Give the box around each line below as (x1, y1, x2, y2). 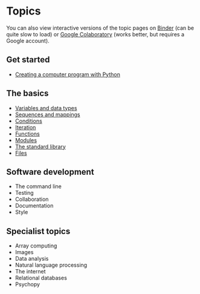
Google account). (6, 37, 50, 44)
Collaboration (15, 195, 49, 203)
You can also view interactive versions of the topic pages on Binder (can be (6, 24, 195, 31)
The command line (15, 183, 62, 190)
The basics (6, 88, 49, 99)
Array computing (15, 242, 57, 249)
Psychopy (15, 281, 40, 288)
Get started (6, 54, 50, 65)
